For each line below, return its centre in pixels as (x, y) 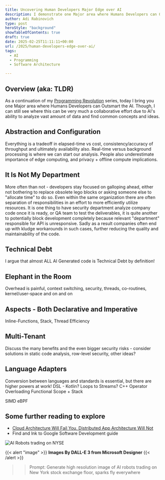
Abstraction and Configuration (53, 132)
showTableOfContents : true (33, 32)
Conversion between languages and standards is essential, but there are (78, 381)
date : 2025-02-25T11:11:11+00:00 (39, 42)
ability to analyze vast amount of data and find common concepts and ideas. (82, 116)
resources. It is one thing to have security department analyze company (78, 208)
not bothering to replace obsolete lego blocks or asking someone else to (78, 192)
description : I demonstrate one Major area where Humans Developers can (81, 14)
